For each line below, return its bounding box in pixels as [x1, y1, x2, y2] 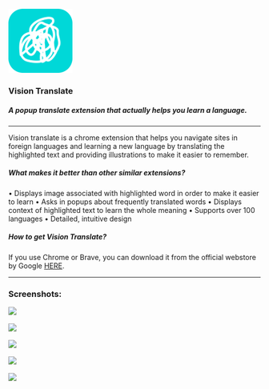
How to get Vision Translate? [8, 232, 107, 242]
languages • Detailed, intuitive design [8, 214, 132, 223]
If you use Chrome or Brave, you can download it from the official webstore [8, 252, 256, 262]
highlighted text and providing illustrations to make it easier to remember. [8, 150, 250, 159]
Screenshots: [8, 288, 62, 299]
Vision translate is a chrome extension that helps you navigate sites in [8, 133, 238, 142]
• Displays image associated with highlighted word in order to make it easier [8, 188, 259, 198]
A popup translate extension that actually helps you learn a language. [8, 105, 247, 114]
